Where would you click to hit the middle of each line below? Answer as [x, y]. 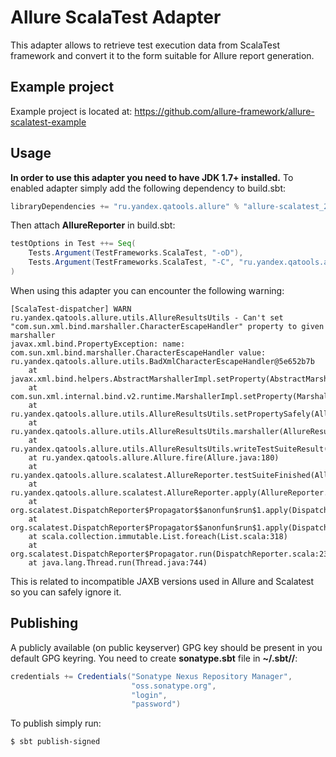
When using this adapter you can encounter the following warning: [147, 290]
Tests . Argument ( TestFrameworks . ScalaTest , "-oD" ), [136, 253]
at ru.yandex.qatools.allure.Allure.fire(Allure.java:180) [154, 457]
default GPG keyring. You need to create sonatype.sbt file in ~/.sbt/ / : [154, 658]
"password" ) [156, 704]
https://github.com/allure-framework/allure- [224, 111]
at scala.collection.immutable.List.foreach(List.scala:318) [158, 536]
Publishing [44, 623]
